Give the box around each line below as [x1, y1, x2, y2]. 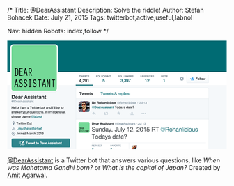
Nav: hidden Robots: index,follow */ [7, 27, 109, 35]
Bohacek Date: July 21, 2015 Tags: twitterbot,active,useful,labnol [7, 13, 193, 22]
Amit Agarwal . [7, 171, 48, 179]
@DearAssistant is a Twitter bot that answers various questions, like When [7, 156, 221, 164]
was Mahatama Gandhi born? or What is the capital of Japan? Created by [7, 163, 221, 171]
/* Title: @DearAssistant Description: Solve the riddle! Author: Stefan [7, 6, 204, 14]
